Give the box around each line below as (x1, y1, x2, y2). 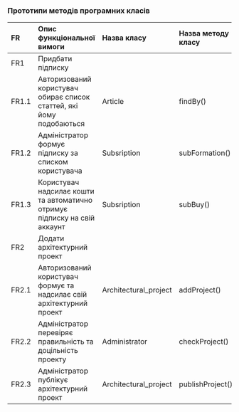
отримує (38, 204, 68, 214)
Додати (38, 233, 65, 243)
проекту (38, 354, 67, 364)
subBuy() (179, 200, 210, 210)
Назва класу (102, 33, 147, 43)
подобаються (38, 119, 85, 129)
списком (38, 157, 69, 167)
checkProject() (179, 337, 229, 347)
